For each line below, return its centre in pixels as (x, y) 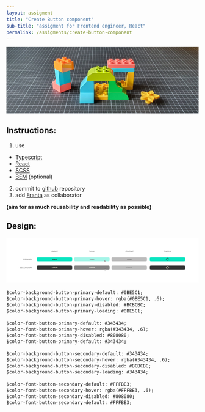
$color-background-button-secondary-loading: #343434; (77, 372)
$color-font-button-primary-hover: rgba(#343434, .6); (77, 329)
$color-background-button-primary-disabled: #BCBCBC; (76, 305)
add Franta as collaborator (48, 195)
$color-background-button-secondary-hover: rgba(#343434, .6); (88, 360)
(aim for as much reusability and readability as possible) (79, 207)
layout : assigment (30, 13)
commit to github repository (50, 188)
